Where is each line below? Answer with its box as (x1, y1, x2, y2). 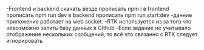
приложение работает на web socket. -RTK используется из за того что (6, 18, 192, 25)
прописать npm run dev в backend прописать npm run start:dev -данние (6, 11, 192, 19)
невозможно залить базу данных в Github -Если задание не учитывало (6, 24, 191, 31)
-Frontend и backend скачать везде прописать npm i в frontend (6, 5, 169, 12)
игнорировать (6, 37, 43, 44)
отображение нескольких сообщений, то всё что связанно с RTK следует (6, 31, 198, 38)
